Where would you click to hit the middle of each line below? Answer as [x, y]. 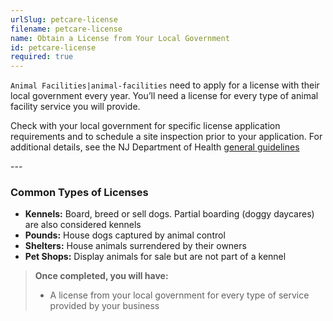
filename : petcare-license [66, 29]
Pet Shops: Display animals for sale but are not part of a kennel [155, 257]
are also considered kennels [83, 225]
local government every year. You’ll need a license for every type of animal [164, 96]
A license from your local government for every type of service [179, 295]
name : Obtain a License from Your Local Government [120, 38]
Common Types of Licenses [79, 193]
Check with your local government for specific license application [145, 126]
